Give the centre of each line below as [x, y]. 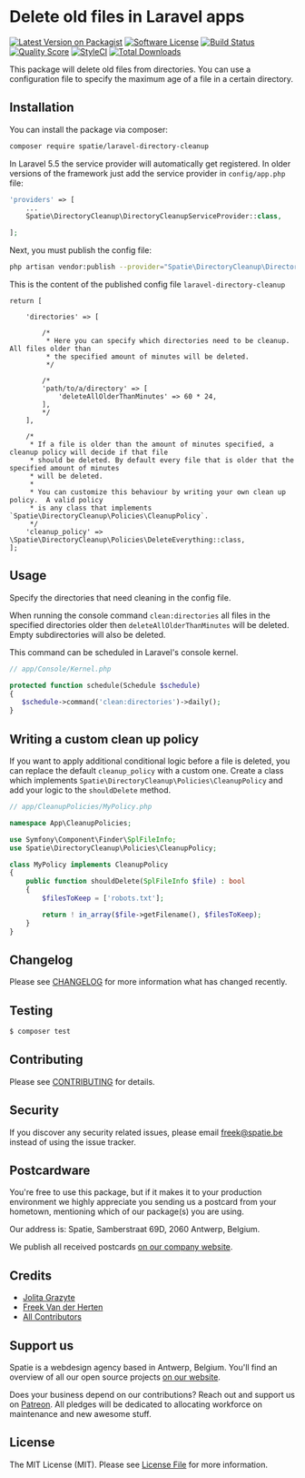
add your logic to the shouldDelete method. [90, 790]
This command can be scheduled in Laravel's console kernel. [124, 652]
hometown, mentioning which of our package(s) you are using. [127, 1211]
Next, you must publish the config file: [81, 250]
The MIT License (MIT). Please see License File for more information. [138, 1464]
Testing [31, 1011]
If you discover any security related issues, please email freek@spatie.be [146, 1132]
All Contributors [52, 1317]
